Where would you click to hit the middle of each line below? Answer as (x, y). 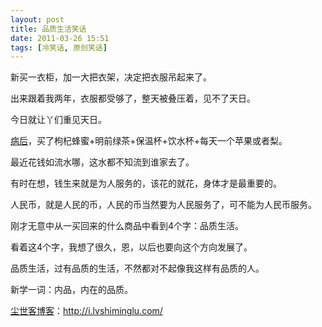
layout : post (37, 19)
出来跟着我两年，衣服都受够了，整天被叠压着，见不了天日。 (133, 98)
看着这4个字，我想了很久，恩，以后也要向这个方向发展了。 (131, 247)
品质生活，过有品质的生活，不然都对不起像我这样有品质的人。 (137, 268)
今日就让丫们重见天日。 (58, 120)
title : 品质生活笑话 (48, 29)
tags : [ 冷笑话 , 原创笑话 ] (59, 47)
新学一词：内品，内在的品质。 (71, 290)
